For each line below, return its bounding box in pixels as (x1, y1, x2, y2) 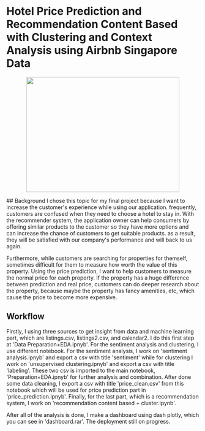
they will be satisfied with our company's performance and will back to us (6, 236, 193, 243)
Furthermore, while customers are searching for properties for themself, (6, 254, 188, 262)
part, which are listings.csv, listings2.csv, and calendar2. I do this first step (6, 334, 195, 341)
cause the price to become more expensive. (6, 293, 117, 301)
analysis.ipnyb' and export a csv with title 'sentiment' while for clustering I (6, 354, 193, 361)
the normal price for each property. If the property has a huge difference (6, 274, 190, 281)
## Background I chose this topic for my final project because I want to (6, 197, 185, 204)
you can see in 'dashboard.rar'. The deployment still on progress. (6, 418, 171, 425)
